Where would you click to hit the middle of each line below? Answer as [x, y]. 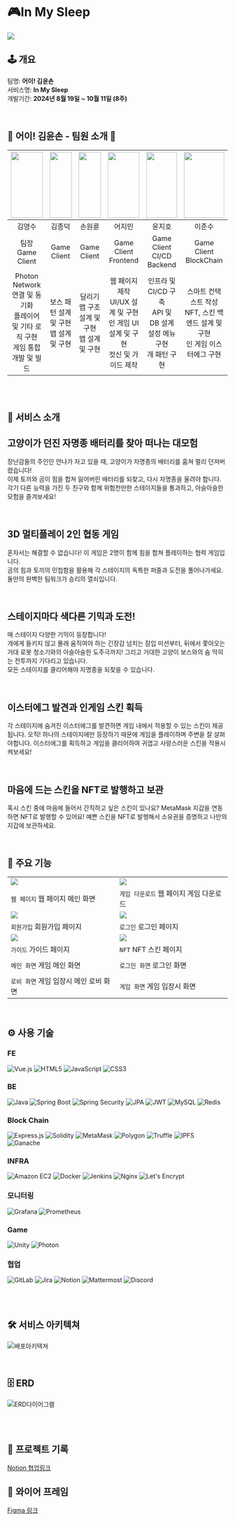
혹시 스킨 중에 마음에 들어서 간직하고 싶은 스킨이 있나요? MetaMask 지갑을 [109, 808]
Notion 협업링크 [29, 1468]
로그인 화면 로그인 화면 [153, 965]
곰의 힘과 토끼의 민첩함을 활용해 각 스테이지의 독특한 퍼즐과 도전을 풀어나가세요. [115, 570]
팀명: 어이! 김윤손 [31, 81]
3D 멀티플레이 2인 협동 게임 [63, 534]
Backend [162, 264]
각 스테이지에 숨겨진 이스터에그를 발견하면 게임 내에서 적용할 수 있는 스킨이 [109, 726]
